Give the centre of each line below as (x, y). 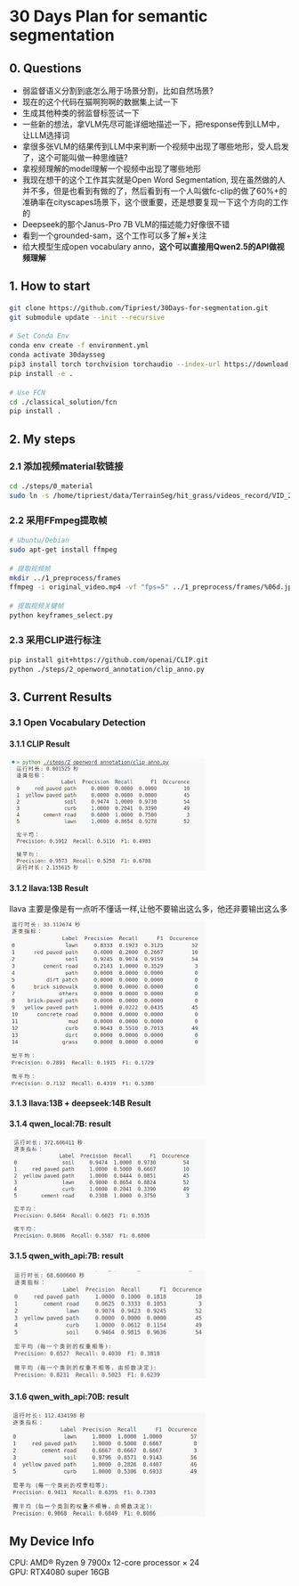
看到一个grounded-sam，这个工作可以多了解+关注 (114, 235)
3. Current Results (61, 697)
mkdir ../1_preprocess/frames (65, 578)
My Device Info (52, 1542)
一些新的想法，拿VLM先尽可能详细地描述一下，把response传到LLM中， (153, 124)
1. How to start (50, 286)
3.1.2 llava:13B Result (49, 887)
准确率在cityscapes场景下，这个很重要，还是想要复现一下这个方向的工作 (155, 202)
